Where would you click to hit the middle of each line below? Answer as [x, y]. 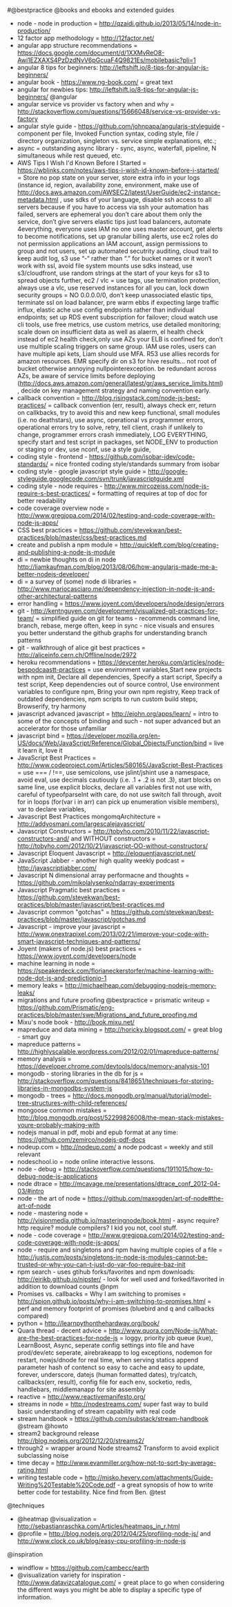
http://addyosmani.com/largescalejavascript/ [81, 824]
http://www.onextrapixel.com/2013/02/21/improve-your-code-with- [113, 934]
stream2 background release [58, 1433]
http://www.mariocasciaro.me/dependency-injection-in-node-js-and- [116, 589]
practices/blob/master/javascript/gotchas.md [81, 919]
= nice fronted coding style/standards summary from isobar [135, 464]
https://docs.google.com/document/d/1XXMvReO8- [91, 53]
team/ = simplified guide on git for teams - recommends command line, [118, 618]
